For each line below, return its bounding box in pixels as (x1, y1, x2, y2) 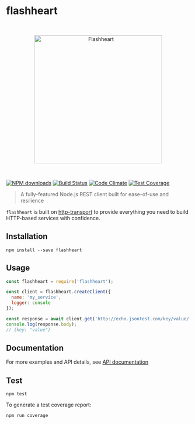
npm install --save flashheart (6, 247, 82, 253)
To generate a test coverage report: (6, 401, 92, 408)
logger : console (11, 300, 51, 306)
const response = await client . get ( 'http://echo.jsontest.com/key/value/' (6, 316, 192, 322)
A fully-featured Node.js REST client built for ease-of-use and (20, 190, 169, 197)
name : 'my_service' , (11, 295, 61, 300)
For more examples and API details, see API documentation (6, 358, 149, 365)
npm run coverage (6, 413, 48, 419)
